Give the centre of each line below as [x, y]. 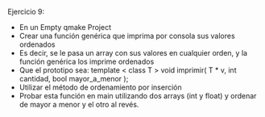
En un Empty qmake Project [65, 27]
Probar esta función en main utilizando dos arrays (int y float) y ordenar [138, 96]
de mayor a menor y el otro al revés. [79, 104]
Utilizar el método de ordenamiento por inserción [100, 87]
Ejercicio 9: [26, 12]
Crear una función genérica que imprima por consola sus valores [127, 36]
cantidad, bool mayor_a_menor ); [74, 79]
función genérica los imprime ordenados [87, 61]
